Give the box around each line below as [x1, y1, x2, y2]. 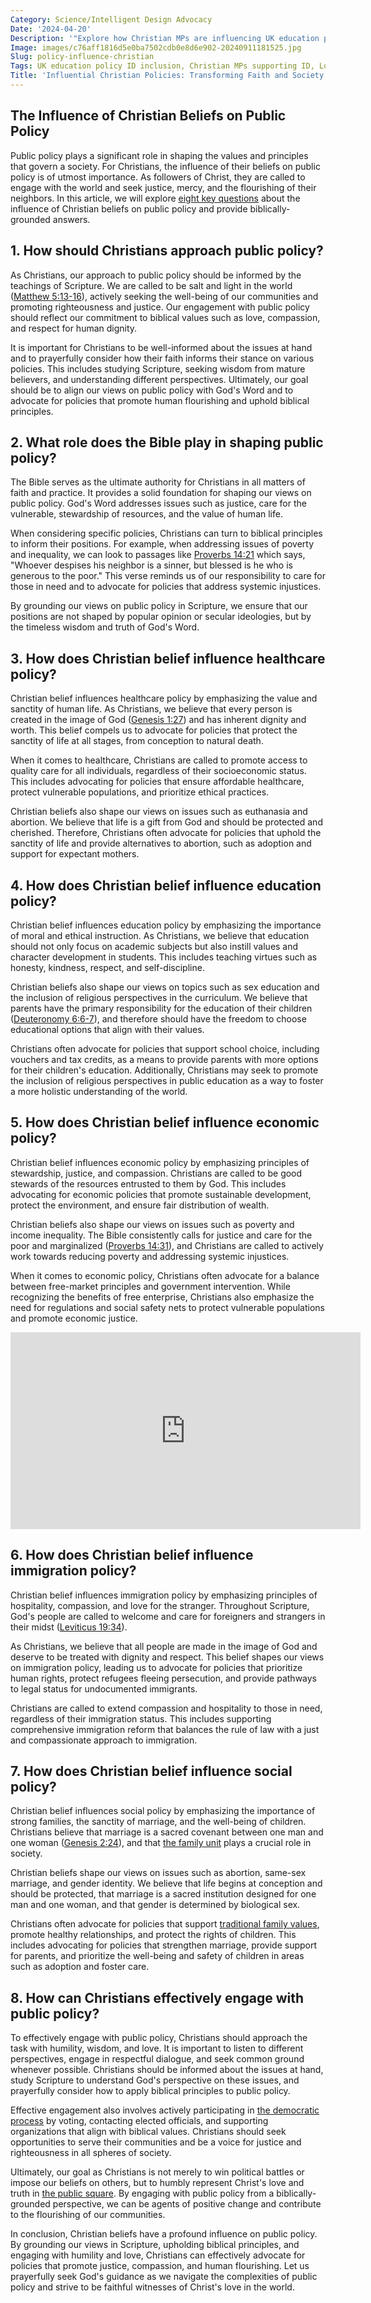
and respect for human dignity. [10, 322, 138, 334]
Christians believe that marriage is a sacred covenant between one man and [10, 1826, 324, 1838]
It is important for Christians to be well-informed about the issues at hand [10, 341, 313, 353]
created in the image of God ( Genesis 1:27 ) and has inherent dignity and [10, 714, 307, 726]
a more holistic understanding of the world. [10, 1085, 188, 1097]
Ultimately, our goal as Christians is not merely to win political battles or [10, 2166, 305, 2178]
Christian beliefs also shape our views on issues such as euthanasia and [10, 806, 308, 818]
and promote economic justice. [10, 1312, 138, 1324]
